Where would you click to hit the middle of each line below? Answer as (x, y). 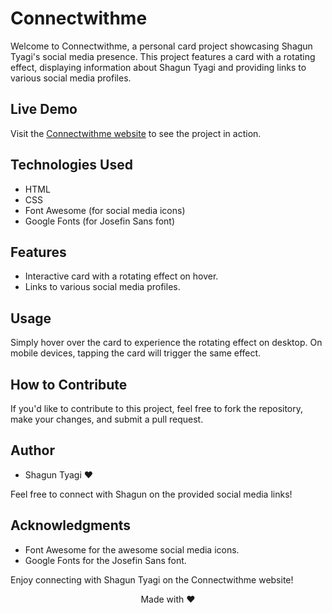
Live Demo (44, 109)
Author (32, 450)
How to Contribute (69, 384)
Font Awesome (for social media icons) (105, 210)
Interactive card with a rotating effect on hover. (121, 276)
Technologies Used (71, 165)
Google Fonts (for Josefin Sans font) (100, 221)
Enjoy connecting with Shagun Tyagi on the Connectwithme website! (152, 579)
